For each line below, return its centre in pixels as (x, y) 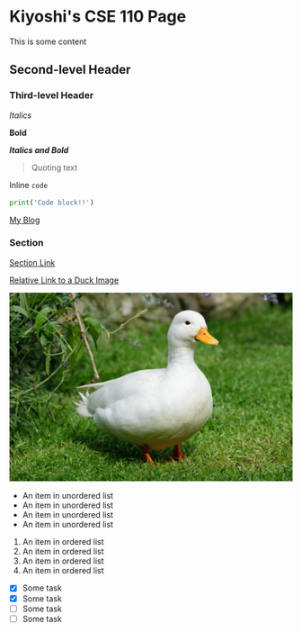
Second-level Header (70, 70)
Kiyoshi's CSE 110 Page (98, 17)
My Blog (25, 220)
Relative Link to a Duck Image (64, 280)
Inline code (28, 185)
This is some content (48, 41)
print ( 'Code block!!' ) (52, 203)
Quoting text (54, 167)
